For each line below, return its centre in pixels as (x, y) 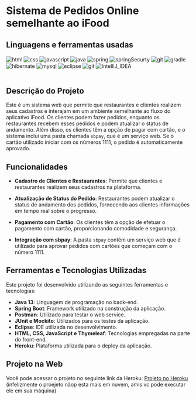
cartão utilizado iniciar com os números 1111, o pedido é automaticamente (94, 142)
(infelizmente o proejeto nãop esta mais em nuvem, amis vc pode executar (96, 384)
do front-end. (31, 339)
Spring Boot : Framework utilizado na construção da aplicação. (90, 308)
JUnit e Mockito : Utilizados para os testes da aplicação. (82, 320)
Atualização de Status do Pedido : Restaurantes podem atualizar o (94, 198)
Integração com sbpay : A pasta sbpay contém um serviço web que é (97, 239)
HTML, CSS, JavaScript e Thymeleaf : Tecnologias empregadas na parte (102, 333)
